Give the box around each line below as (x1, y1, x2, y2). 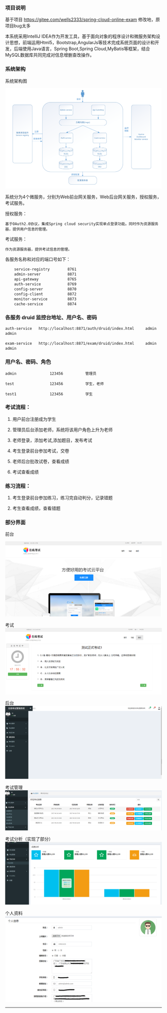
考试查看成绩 (12, 468, 39, 475)
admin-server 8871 (14, 272, 77, 277)
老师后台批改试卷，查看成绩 (12, 458, 70, 464)
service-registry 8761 (14, 267, 77, 272)
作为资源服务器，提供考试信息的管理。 (5, 247, 72, 252)
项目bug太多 (5, 23, 31, 29)
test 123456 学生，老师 (5, 381, 104, 386)
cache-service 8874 (14, 302, 77, 307)
